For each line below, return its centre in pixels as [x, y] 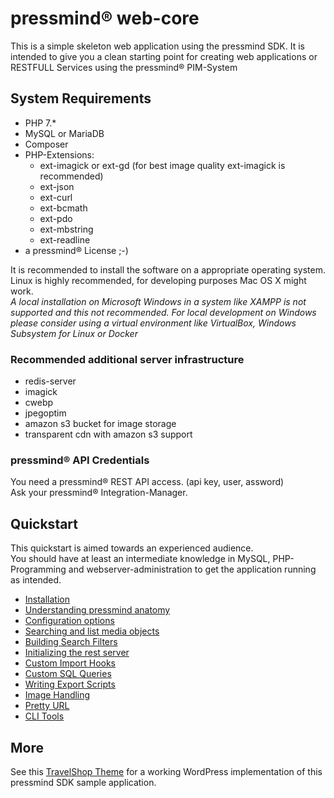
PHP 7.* [40, 123]
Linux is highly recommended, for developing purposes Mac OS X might [158, 280]
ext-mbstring [66, 229]
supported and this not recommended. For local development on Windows [163, 312]
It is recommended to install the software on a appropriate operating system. [168, 269]
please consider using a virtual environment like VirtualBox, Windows [153, 323]
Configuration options [69, 621]
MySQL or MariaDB [64, 133]
